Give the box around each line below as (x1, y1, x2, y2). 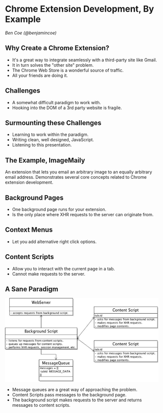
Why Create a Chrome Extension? (5, 44, 109, 52)
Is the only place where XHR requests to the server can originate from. (12, 212, 154, 217)
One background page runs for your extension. (12, 206, 107, 212)
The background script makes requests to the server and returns (12, 397, 142, 403)
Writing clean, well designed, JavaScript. (12, 137, 94, 143)
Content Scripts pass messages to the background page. (12, 392, 127, 398)
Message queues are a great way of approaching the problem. (12, 387, 138, 393)
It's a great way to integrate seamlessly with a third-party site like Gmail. (12, 57, 157, 63)
